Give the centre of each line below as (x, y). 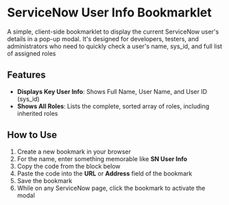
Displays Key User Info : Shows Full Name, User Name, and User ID (112, 91)
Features (26, 75)
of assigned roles (32, 53)
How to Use (32, 135)
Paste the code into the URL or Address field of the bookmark (105, 173)
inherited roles (37, 113)
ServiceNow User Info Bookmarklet (109, 13)
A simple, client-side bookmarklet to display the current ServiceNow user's (113, 32)
